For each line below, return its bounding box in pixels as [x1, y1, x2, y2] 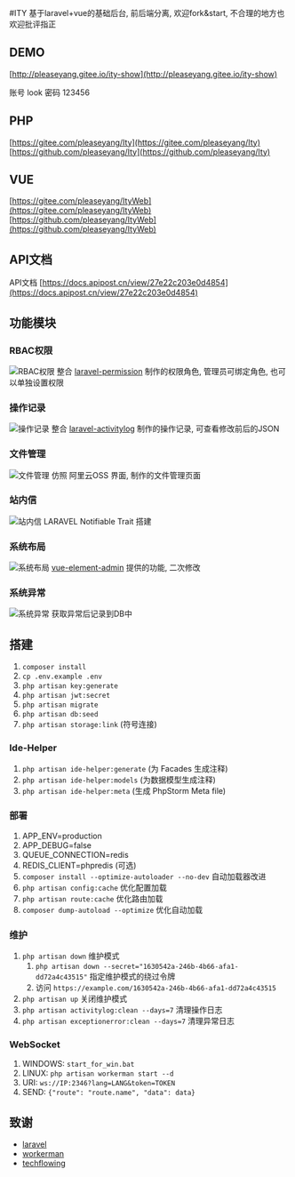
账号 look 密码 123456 [9, 87, 91, 98]
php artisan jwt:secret [21, 692, 111, 701]
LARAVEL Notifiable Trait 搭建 [43, 516, 152, 526]
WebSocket [9, 1038, 60, 1051]
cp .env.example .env [21, 672, 102, 682]
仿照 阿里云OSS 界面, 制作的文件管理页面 [51, 469, 202, 480]
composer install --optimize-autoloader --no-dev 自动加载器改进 [21, 870, 267, 882]
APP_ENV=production [21, 830, 102, 841]
